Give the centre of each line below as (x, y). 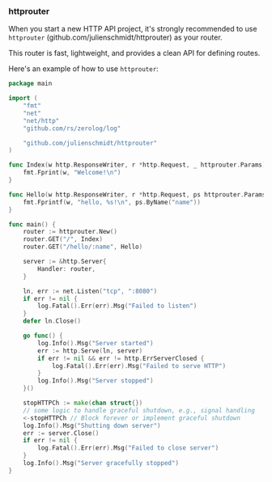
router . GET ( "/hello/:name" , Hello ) (83, 247)
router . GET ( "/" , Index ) (63, 239)
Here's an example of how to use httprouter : (84, 69)
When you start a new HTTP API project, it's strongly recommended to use (133, 29)
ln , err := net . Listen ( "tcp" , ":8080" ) (90, 291)
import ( (23, 99)
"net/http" (41, 120)
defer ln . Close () (52, 321)
